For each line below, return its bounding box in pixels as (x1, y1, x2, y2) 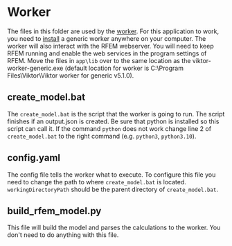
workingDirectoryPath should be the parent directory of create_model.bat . (7, 185, 218, 193)
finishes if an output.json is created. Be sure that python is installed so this (7, 117, 220, 125)
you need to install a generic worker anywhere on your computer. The (7, 34, 206, 42)
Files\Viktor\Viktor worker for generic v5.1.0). (7, 71, 134, 80)
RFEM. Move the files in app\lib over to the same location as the (7, 56, 191, 64)
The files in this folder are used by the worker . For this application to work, (7, 27, 220, 35)
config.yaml (7, 152, 61, 164)
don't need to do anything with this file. (7, 231, 119, 239)
